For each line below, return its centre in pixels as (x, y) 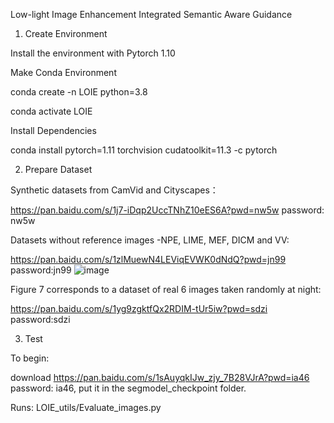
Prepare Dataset (58, 169)
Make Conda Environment (63, 72)
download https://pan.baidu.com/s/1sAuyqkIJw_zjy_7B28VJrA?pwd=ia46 (160, 377)
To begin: (30, 358)
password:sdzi (40, 319)
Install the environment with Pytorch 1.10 (93, 53)
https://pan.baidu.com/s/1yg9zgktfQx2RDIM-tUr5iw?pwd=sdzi (139, 308)
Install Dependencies (53, 130)
